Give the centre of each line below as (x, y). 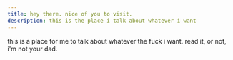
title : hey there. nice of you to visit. (70, 14)
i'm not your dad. (33, 49)
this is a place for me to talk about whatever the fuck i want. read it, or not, (117, 41)
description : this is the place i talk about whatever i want (102, 21)
